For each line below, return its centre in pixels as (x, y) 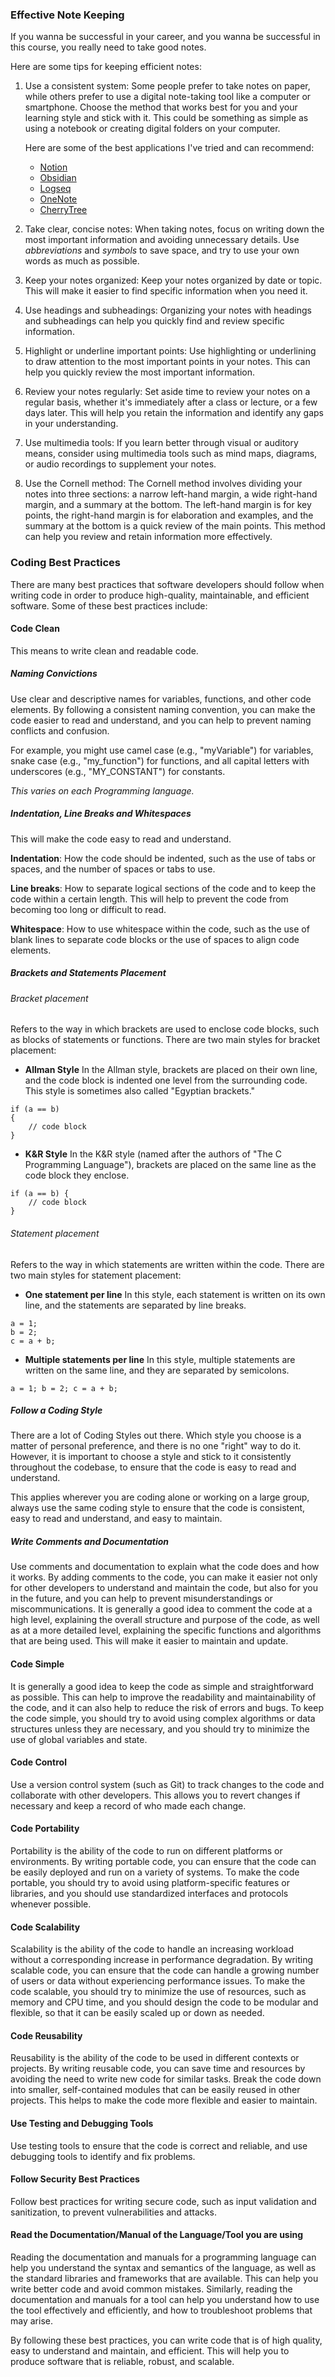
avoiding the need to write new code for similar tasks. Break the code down (166, 2079)
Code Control (38, 1762)
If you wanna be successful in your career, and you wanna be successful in (165, 37)
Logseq (55, 189)
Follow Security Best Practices (75, 2179)
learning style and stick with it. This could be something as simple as (166, 118)
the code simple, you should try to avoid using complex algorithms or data (163, 1718)
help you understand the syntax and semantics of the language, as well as (163, 2268)
